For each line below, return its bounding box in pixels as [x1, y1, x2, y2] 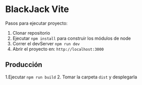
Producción [5, 60, 43, 69]
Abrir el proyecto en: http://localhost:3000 [12, 46, 104, 52]
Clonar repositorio [12, 30, 50, 36]
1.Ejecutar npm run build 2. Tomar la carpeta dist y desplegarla [5, 74, 137, 80]
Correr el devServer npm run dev [12, 40, 80, 46]
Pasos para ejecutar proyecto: [5, 20, 68, 26]
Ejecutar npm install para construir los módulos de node [12, 35, 131, 41]
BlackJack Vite [5, 4, 69, 15]
